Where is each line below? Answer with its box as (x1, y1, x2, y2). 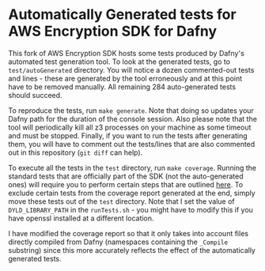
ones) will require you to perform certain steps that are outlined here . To (8, 179, 244, 189)
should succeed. (8, 90, 62, 100)
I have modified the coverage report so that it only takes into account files (8, 228, 249, 238)
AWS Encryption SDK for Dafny (8, 22, 218, 40)
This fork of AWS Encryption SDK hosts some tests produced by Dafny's (8, 48, 245, 58)
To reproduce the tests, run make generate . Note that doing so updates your (8, 105, 255, 115)
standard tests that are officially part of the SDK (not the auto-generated (8, 171, 244, 181)
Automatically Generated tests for (8, 6, 237, 24)
